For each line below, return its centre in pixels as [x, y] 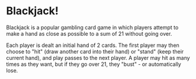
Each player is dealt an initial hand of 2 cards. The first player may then [93, 45]
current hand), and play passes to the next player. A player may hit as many [98, 58]
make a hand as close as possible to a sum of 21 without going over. [89, 33]
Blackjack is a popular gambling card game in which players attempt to [92, 27]
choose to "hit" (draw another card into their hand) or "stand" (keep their [95, 51]
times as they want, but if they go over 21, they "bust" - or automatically [94, 64]
